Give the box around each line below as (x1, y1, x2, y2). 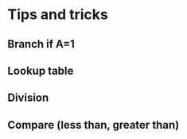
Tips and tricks (7, 6, 108, 24)
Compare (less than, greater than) (7, 118, 180, 132)
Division (7, 91, 49, 105)
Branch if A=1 (7, 37, 75, 51)
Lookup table (7, 64, 74, 77)
